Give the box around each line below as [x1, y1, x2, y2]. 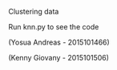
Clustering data [8, 7, 59, 16]
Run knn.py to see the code [8, 22, 99, 31]
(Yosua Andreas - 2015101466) [8, 37, 110, 47]
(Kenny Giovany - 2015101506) [8, 53, 110, 62]
